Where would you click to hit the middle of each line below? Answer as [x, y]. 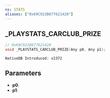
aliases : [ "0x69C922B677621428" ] [39, 14]
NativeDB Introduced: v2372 [34, 59]
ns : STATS [15, 10]
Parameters [23, 73]
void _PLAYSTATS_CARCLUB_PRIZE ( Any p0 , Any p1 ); [55, 50]
